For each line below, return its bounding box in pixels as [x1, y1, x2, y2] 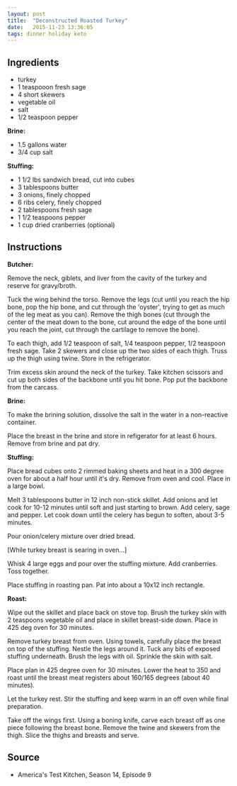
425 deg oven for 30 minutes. [7, 623, 94, 631]
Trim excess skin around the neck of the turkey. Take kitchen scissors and [7, 367, 224, 376]
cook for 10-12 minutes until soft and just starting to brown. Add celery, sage [7, 503, 230, 511]
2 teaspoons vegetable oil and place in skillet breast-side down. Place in [7, 615, 218, 624]
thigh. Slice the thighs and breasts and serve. [7, 731, 139, 739]
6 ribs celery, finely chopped [17, 198, 102, 206]
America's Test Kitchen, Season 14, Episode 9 [17, 770, 152, 779]
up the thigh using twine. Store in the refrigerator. [7, 354, 151, 362]
